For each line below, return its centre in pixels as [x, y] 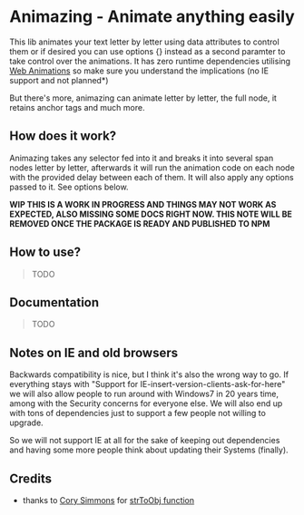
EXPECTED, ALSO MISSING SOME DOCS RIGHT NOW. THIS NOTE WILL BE [151, 214]
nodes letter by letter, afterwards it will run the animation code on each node [152, 167]
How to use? [45, 253]
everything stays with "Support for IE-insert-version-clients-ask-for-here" [147, 384]
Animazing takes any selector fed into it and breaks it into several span [142, 158]
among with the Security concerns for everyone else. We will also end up [146, 403]
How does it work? [63, 136]
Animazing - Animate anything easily [152, 17]
